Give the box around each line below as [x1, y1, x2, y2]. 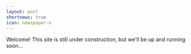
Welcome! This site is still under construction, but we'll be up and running [6, 36, 186, 43]
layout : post [6, 8, 39, 15]
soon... [6, 42, 23, 49]
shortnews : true [6, 14, 46, 20]
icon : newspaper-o [6, 20, 52, 26]
